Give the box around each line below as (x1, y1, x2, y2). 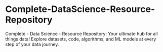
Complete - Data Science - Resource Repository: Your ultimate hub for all (5, 30, 158, 36)
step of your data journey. (5, 41, 59, 47)
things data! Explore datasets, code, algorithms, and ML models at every (5, 36, 156, 42)
